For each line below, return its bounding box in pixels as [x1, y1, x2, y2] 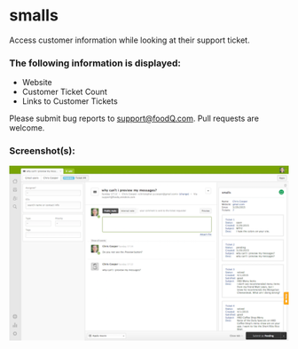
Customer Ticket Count [21, 86, 108, 98]
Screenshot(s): [9, 145, 75, 157]
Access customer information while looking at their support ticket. [9, 35, 250, 45]
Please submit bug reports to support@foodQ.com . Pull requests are [9, 113, 260, 124]
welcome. [9, 123, 45, 133]
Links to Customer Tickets [21, 96, 118, 107]
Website [21, 77, 53, 88]
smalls [9, 5, 59, 26]
